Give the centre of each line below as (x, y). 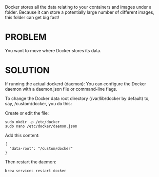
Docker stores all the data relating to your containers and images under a (79, 7)
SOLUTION (27, 70)
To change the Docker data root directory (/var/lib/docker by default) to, (77, 98)
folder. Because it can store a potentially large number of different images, (80, 12)
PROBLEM (26, 37)
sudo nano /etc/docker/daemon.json (41, 126)
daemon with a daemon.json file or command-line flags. (61, 89)
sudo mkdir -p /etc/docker (32, 122)
